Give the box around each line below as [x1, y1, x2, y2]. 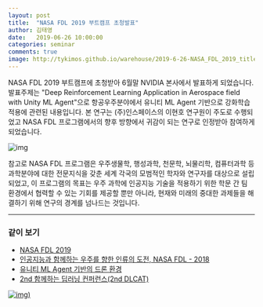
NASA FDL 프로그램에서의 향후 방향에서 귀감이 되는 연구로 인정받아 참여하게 [22, 117, 255, 126]
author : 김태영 [8, 26, 53, 34]
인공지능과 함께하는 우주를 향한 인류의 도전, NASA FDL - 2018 [19, 254, 210, 264]
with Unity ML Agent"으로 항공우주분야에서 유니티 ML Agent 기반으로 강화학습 [8, 97, 250, 107]
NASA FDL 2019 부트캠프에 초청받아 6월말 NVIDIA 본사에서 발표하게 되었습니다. [8, 78, 254, 87]
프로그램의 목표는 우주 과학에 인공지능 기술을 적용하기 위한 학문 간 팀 [38, 178, 248, 188]
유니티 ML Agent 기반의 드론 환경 [19, 265, 123, 274]
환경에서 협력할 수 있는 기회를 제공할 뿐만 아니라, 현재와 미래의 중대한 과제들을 [8, 188, 247, 197]
